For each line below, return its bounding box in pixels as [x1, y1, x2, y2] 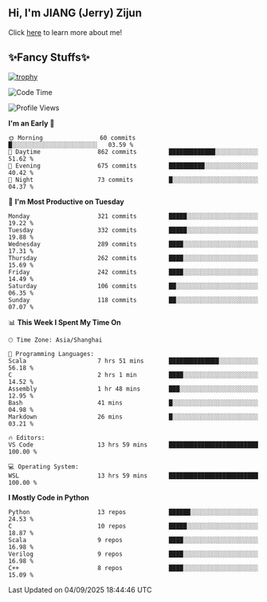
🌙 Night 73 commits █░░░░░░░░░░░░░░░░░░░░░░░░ [8, 176, 259, 184]
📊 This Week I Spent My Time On [8, 317, 121, 327]
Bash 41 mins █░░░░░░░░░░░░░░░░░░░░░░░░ [8, 398, 259, 406]
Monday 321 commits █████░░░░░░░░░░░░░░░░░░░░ [8, 212, 259, 220]
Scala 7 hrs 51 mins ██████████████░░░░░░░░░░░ [8, 357, 259, 365]
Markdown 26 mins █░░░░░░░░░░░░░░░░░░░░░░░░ [8, 413, 259, 421]
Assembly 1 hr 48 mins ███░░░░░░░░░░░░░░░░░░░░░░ [8, 385, 259, 393]
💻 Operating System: [8, 462, 80, 470]
